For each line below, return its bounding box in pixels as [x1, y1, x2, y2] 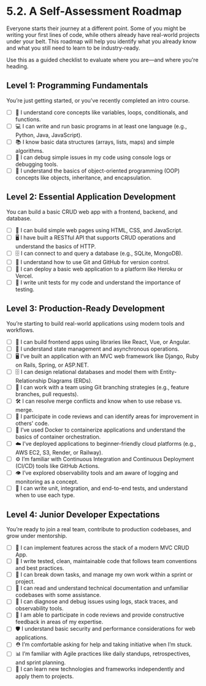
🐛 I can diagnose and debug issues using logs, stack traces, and [15, 598, 178, 606]
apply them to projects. [15, 672, 74, 680]
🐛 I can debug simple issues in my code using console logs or [15, 154, 172, 161]
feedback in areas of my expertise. [15, 618, 104, 626]
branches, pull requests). [15, 391, 78, 397]
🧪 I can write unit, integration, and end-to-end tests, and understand [15, 485, 188, 492]
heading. [6, 63, 29, 70]
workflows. [6, 326, 35, 333]
